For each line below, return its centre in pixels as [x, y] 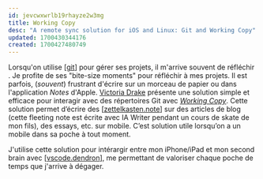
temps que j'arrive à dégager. [56, 166]
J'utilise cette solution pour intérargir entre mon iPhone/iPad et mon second [131, 150]
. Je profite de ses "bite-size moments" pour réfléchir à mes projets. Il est [128, 76]
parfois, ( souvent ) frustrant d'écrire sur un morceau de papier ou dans [122, 84]
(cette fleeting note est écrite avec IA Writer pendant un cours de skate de [129, 117]
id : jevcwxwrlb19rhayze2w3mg [56, 15]
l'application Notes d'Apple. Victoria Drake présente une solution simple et [129, 92]
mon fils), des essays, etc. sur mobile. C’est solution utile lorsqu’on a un [124, 126]
